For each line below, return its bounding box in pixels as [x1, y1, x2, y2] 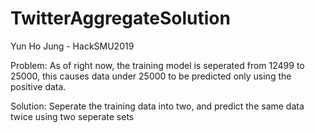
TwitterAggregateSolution [10, 7, 231, 30]
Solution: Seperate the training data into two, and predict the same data [10, 100, 305, 112]
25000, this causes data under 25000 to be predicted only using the [10, 70, 292, 82]
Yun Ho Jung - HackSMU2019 [10, 40, 135, 52]
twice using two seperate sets [10, 110, 135, 122]
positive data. [10, 80, 67, 92]
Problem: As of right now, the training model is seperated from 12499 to [10, 59, 305, 71]
